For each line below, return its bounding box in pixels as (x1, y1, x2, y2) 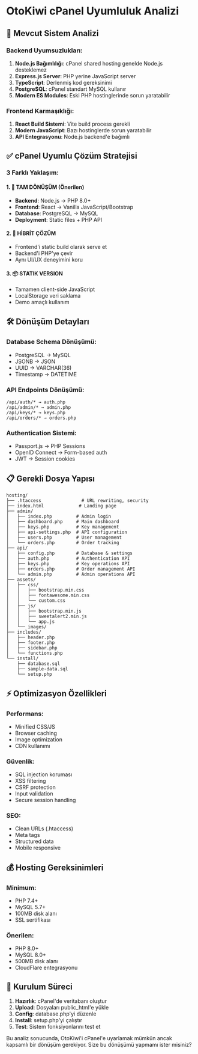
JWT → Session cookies (14, 455, 76, 462)
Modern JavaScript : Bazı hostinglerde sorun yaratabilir (14, 127, 152, 134)
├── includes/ (6, 630, 42, 636)
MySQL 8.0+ (14, 951, 47, 958)
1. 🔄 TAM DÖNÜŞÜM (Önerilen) (6, 183, 85, 191)
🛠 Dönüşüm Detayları (6, 317, 89, 327)
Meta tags (14, 832, 40, 839)
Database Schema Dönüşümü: (6, 338, 97, 346)
